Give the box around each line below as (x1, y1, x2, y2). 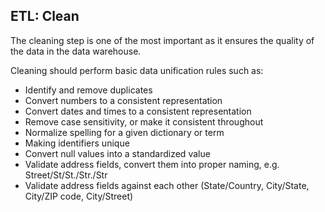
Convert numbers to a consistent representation (24, 94, 223, 106)
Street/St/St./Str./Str (24, 169, 108, 181)
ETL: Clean (10, 8, 80, 25)
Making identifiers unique (24, 137, 130, 149)
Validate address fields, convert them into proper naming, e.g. (24, 158, 280, 170)
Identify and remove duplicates (24, 84, 153, 96)
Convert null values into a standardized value (24, 147, 211, 159)
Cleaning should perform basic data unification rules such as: (10, 64, 264, 76)
